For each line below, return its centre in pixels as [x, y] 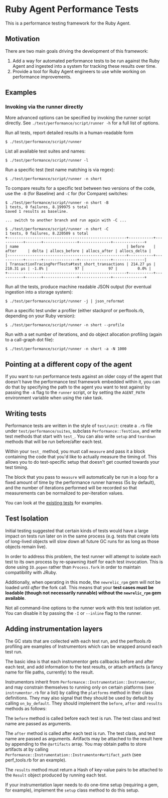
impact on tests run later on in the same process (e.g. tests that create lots [82, 536]
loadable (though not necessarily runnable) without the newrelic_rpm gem [83, 593]
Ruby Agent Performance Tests [72, 9]
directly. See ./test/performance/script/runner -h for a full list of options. [82, 123]
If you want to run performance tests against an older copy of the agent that [84, 376]
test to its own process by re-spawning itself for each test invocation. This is [84, 562]
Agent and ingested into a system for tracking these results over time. [85, 66]
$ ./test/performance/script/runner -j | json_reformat [65, 301]
